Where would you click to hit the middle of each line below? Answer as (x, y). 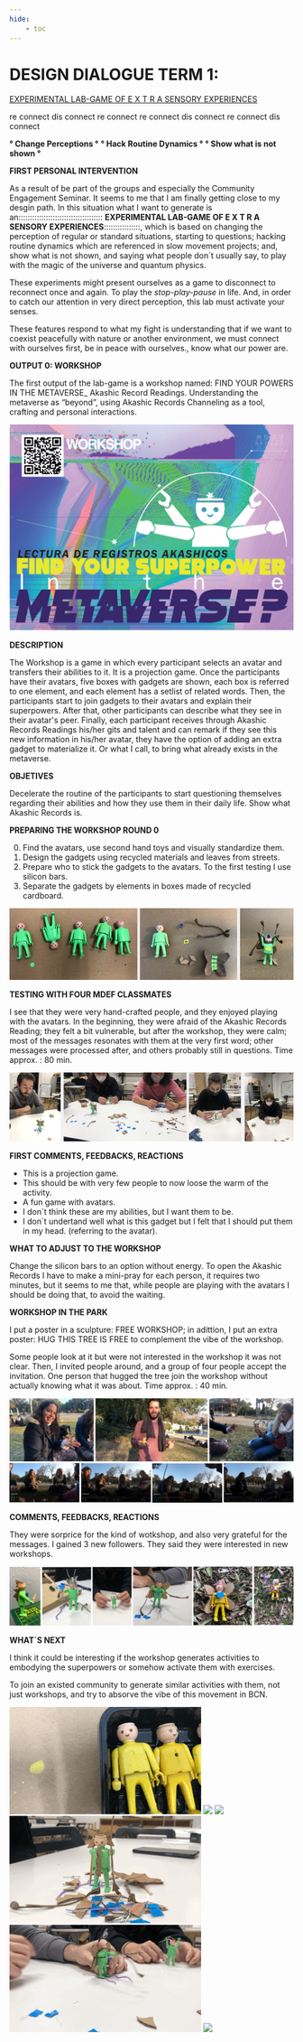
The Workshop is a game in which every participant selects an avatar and (146, 662)
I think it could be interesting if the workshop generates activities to (134, 1657)
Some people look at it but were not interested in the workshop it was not (145, 1357)
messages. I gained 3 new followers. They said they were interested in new (149, 1544)
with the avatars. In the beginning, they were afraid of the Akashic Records (148, 1021)
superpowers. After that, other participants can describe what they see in (146, 710)
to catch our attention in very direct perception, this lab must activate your (147, 302)
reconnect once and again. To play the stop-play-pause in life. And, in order (150, 293)
